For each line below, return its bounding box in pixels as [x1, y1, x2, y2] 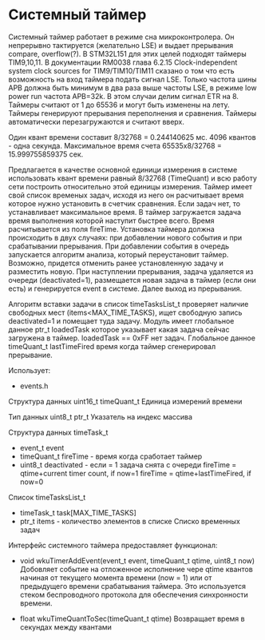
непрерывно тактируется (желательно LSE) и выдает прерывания [8, 40, 234, 50]
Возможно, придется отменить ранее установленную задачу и [8, 258, 223, 268]
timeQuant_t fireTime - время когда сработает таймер [19, 451, 203, 461]
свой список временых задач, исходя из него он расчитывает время [8, 190, 244, 200]
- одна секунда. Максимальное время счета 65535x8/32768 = [8, 141, 222, 150]
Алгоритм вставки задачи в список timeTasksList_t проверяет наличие [8, 299, 249, 308]
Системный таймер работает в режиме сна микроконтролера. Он [8, 32, 235, 42]
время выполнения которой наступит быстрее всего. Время [8, 216, 215, 225]
